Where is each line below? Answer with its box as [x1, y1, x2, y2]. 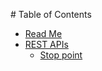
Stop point [39, 49, 83, 61]
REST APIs [24, 39, 69, 50]
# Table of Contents [10, 9, 92, 20]
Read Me [24, 28, 63, 39]
